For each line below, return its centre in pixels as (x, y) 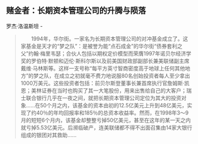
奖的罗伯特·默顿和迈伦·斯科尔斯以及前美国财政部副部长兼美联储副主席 (105, 60)
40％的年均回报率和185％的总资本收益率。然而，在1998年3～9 (113, 113)
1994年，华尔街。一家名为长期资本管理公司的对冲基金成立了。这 (109, 39)
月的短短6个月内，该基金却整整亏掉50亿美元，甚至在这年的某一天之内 (106, 120)
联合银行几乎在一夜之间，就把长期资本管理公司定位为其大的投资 (103, 98)
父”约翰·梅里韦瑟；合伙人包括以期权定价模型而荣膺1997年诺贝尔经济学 (106, 53)
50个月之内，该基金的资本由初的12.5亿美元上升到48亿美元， (113, 105)
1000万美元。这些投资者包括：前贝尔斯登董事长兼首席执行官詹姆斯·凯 (105, 83)
